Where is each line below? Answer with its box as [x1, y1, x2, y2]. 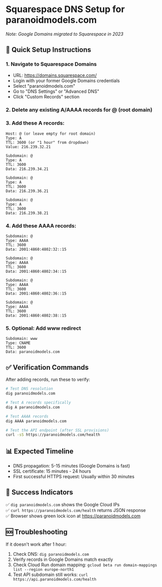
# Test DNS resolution [6, 386, 53, 391]
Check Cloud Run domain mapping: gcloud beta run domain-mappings [13, 561, 157, 568]
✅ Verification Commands [6, 363, 89, 372]
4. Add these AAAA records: [6, 222, 77, 229]
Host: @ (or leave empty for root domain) [6, 131, 96, 136]
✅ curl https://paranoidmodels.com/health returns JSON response [6, 507, 146, 513]
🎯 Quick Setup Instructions [6, 45, 92, 54]
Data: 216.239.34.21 [6, 166, 49, 171]
